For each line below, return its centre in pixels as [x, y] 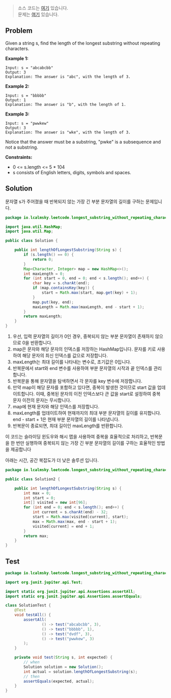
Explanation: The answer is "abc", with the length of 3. [68, 77]
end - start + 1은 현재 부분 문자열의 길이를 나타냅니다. [66, 419]
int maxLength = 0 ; [44, 274]
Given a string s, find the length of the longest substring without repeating [83, 43]
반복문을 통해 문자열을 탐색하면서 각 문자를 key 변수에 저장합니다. [77, 381]
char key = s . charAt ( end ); [61, 283]
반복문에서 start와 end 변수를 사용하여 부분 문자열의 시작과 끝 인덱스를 [82, 368]
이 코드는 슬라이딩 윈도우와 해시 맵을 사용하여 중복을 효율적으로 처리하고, [77, 437]
